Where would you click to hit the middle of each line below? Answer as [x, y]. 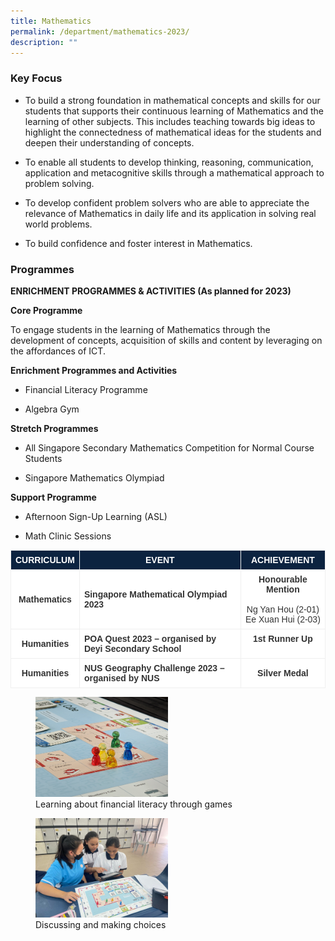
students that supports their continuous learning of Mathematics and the [174, 111]
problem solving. [59, 183]
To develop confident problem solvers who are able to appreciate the [167, 202]
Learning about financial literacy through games [134, 804]
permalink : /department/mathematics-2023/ [100, 31]
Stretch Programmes [54, 428]
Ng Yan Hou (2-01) [283, 609]
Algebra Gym [52, 409]
